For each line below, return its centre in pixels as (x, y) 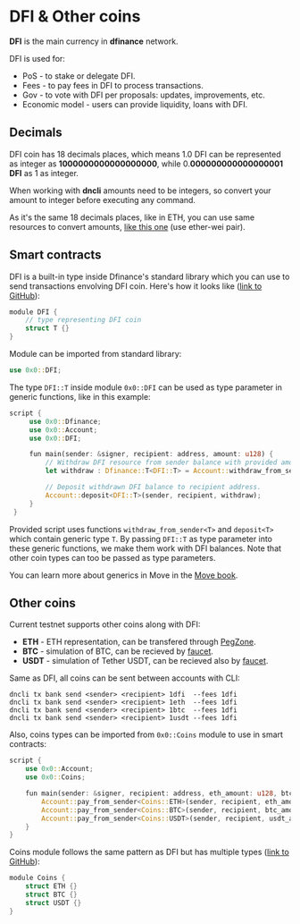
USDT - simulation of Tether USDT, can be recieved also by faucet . (145, 661)
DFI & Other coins (75, 17)
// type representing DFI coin (83, 320)
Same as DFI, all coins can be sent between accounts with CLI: (125, 678)
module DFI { (33, 312)
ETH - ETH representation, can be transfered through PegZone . (139, 642)
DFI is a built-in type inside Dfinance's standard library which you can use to (150, 276)
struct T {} (47, 328)
